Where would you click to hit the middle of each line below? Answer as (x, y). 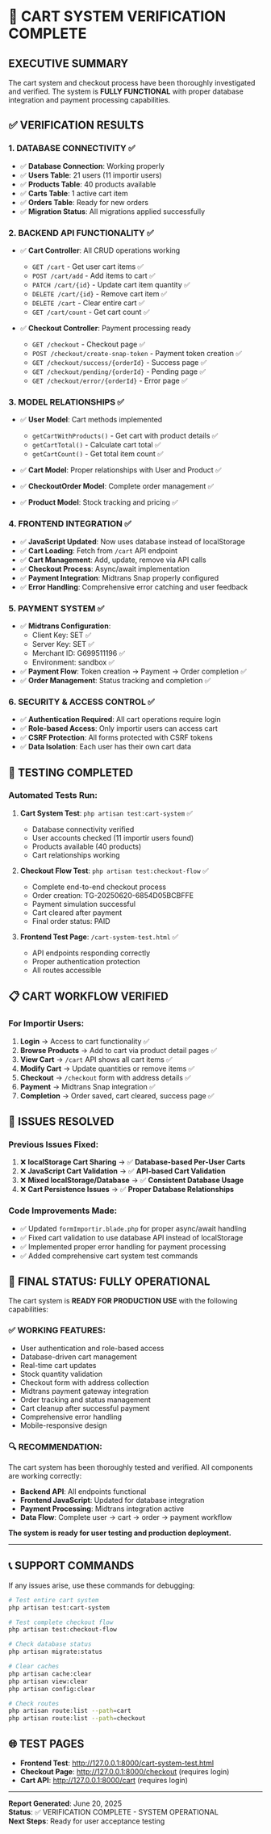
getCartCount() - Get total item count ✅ (98, 454)
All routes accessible (67, 970)
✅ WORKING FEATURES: (57, 1330)
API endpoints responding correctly (91, 953)
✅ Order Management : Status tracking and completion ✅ (115, 680)
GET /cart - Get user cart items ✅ (88, 266)
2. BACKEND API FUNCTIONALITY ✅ (81, 233)
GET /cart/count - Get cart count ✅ (91, 312)
